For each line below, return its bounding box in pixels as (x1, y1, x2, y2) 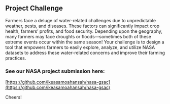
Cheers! (5, 94, 22, 100)
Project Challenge (5, 4, 63, 13)
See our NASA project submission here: (5, 68, 105, 75)
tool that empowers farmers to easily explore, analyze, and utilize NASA (5, 44, 155, 50)
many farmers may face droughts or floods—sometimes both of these (5, 33, 151, 39)
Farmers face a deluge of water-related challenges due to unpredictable (5, 17, 156, 23)
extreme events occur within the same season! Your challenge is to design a (5, 39, 164, 45)
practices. (5, 55, 26, 61)
